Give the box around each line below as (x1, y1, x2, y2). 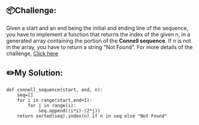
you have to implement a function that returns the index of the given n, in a (6, 31, 191, 38)
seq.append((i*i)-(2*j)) (38, 108, 101, 114)
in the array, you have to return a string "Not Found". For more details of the (6, 43, 193, 50)
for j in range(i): (28, 102, 77, 108)
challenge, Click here (6, 50, 59, 57)
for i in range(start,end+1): (17, 97, 93, 103)
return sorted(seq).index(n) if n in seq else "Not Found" (17, 113, 168, 119)
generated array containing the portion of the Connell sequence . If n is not (6, 37, 192, 44)
